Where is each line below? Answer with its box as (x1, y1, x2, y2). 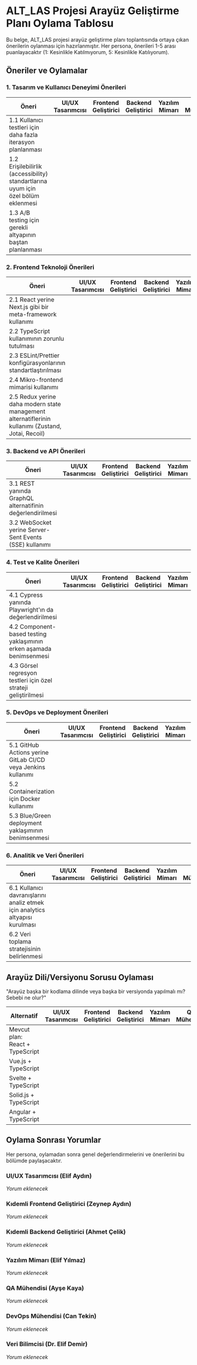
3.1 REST (9, 480, 35, 488)
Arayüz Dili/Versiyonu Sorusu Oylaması (6, 972, 154, 982)
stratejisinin (9, 945, 41, 953)
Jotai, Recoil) (9, 429, 45, 437)
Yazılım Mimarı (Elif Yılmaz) (6, 1256, 86, 1264)
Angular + (9, 1108, 36, 1116)
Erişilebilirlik (9, 162, 42, 170)
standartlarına (9, 177, 47, 185)
